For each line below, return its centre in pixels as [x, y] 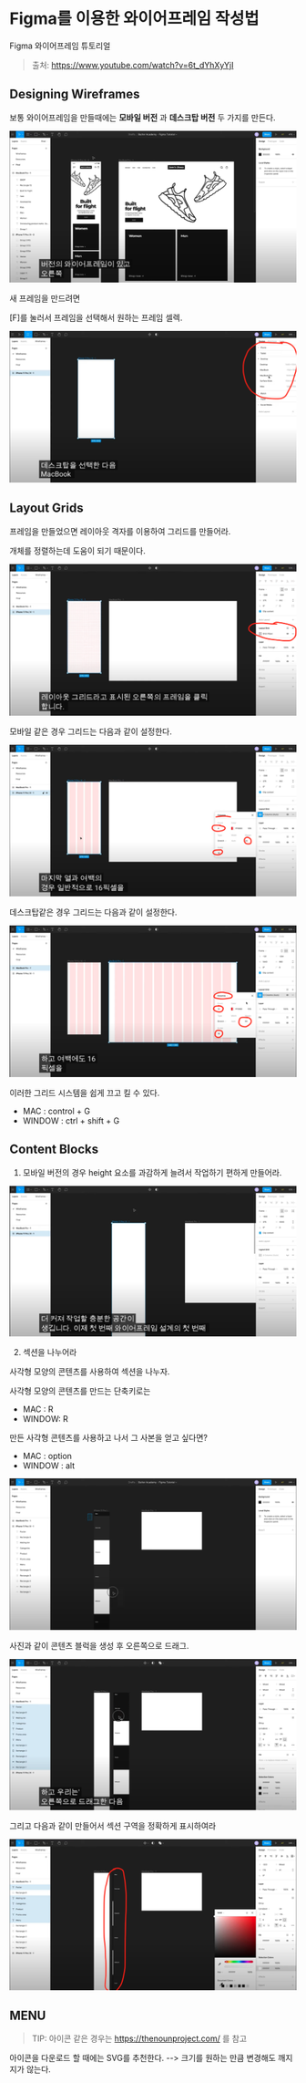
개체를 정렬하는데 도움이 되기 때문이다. [77, 550]
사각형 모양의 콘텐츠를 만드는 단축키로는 [80, 1391]
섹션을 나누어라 [50, 1352]
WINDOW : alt [49, 1466]
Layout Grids [46, 508]
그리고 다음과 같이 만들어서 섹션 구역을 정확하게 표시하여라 [113, 1826]
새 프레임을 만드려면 [45, 298]
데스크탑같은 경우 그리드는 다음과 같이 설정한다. [93, 912]
